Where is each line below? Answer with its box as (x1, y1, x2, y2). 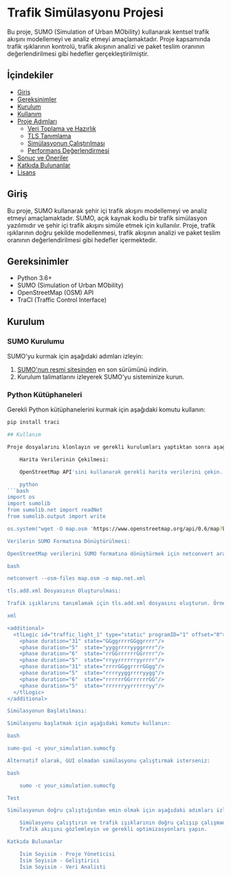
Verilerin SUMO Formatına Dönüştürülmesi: (7, 538, 131, 545)
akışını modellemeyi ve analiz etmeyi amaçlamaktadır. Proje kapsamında (7, 34, 211, 43)
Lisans (16, 168, 36, 176)
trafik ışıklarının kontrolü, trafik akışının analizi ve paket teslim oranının (7, 42, 205, 50)
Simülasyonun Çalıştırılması (27, 139, 105, 147)
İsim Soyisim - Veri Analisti (19, 863, 107, 870)
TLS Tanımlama (27, 131, 71, 140)
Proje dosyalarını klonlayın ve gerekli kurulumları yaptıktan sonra (7, 444, 211, 451)
